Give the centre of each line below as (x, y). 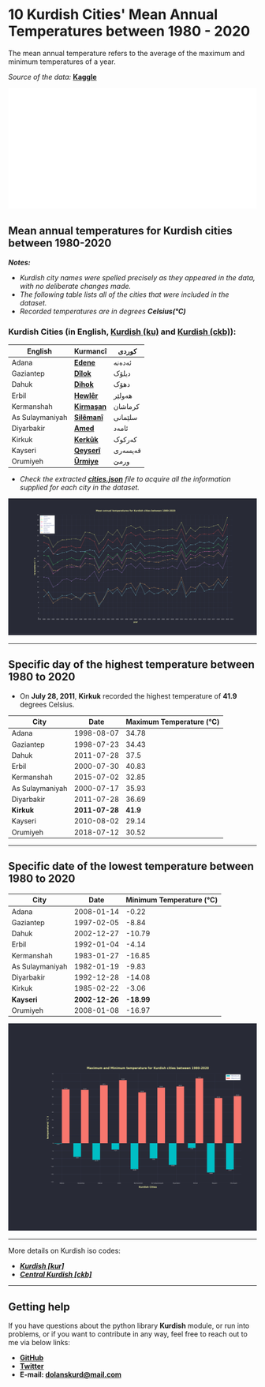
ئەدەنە (122, 362)
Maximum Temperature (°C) (173, 722)
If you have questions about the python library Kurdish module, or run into (129, 1326)
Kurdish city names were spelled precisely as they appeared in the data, (137, 277)
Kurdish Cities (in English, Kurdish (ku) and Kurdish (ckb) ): (122, 332)
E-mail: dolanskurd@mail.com (71, 1374)
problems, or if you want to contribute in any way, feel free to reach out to (128, 1334)
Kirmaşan (90, 406)
